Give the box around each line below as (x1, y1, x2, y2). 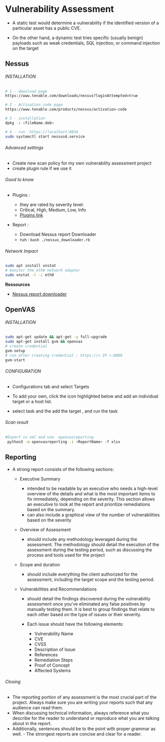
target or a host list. (12, 398, 52, 404)
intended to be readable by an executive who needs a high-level (27, 485, 158, 491)
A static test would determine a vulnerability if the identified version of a (12, 20, 159, 26)
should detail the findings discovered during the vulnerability (27, 595, 151, 601)
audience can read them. (12, 704, 63, 710)
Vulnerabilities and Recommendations (19, 586, 97, 592)
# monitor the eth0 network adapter (5, 268, 81, 273)
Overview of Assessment (19, 527, 71, 532)
